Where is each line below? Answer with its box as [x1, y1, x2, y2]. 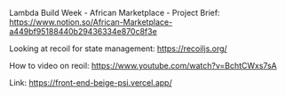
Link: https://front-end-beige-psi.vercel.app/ [9, 78, 172, 87]
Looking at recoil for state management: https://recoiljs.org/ [9, 43, 228, 54]
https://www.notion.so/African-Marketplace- [9, 17, 173, 27]
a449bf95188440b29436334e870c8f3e [9, 26, 157, 36]
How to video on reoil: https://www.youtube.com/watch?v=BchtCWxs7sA [9, 61, 277, 71]
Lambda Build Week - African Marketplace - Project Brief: [9, 8, 220, 18]
